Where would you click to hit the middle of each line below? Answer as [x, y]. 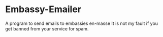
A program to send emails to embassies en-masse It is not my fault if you [82, 23]
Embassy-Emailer [43, 9]
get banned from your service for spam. [47, 28]
